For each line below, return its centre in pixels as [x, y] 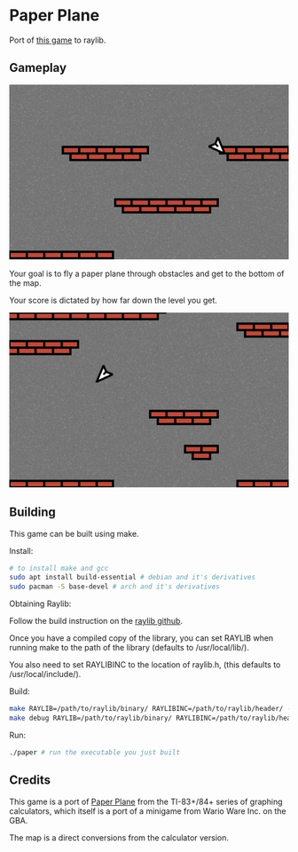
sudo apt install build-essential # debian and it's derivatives [132, 578]
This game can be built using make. [74, 533]
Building [32, 513]
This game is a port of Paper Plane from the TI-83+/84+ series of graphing [146, 801]
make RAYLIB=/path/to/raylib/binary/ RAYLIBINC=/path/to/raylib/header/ [146, 709]
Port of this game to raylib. [58, 40]
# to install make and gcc [59, 568]
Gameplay [38, 68]
